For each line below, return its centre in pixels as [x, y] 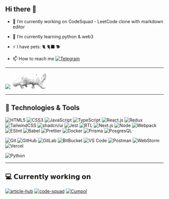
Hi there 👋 [21, 9]
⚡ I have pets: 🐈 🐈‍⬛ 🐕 [36, 46]
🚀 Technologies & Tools [43, 108]
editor [19, 27]
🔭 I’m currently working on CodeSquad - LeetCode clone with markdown [88, 21]
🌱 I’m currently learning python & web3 [53, 36]
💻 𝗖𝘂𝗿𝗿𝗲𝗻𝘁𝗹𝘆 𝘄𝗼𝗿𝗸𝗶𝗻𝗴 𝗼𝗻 [48, 177]
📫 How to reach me [33, 58]
